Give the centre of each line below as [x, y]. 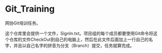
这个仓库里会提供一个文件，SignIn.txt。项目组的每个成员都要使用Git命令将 [79, 33]
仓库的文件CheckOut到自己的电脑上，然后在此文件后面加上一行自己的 [79, 39]
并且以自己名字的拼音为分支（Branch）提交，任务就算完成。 [74, 45]
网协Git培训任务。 [23, 23]
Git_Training [30, 9]
